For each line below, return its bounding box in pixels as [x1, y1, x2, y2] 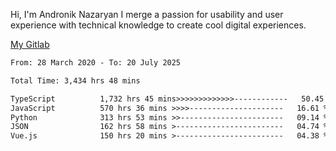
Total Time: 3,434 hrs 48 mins [10, 75, 141, 86]
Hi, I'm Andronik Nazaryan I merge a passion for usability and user [10, 9, 284, 20]
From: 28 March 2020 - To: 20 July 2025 [10, 58, 182, 68]
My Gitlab [10, 39, 50, 50]
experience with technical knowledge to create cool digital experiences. [10, 19, 307, 31]
